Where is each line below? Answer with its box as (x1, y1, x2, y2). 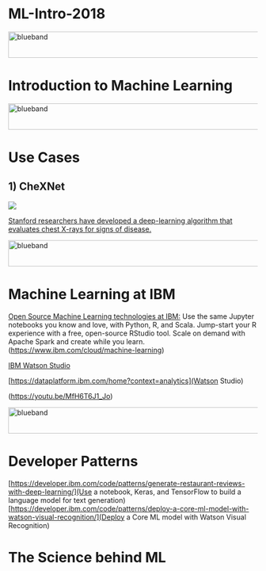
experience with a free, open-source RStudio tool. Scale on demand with (8, 328, 245, 338)
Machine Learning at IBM (8, 285, 176, 304)
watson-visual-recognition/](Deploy (8, 512, 125, 522)
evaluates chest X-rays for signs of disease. (8, 224, 152, 234)
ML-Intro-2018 (8, 5, 105, 23)
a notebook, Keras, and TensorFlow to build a (93, 487, 241, 496)
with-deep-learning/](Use (8, 487, 93, 496)
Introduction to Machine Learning (8, 77, 234, 95)
